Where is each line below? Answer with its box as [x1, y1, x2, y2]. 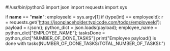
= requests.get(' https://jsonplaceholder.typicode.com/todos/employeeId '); [5, 19, 161, 25]
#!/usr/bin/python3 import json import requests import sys [5, 4, 127, 10]
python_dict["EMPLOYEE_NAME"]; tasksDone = [5, 30, 105, 35]
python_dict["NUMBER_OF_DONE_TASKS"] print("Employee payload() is [5, 35, 156, 41]
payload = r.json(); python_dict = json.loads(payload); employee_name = [5, 24, 158, 30]
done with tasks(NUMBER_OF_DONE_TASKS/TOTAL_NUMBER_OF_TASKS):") [5, 40, 165, 46]
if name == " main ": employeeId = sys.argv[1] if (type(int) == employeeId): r [5, 14, 164, 19]
